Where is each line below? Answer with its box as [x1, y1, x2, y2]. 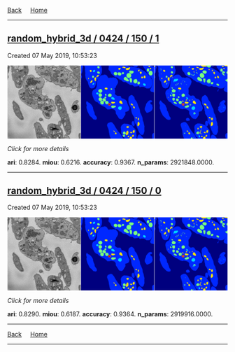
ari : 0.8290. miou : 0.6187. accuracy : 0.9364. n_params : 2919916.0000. [7, 310, 213, 318]
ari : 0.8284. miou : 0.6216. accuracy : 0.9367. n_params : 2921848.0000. [7, 157, 215, 167]
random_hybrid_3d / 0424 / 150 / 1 [7, 33, 159, 45]
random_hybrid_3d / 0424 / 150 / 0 [7, 185, 162, 197]
